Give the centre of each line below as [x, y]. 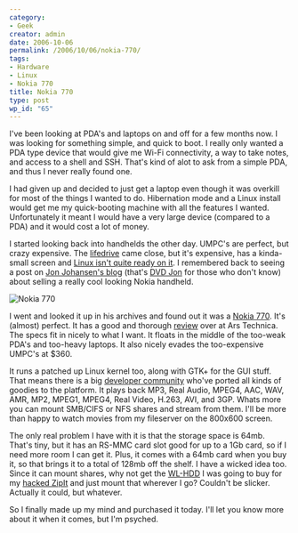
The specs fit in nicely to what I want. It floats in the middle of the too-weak [148, 335]
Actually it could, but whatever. [66, 493]
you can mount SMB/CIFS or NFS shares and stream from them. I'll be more [148, 409]
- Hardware [29, 68]
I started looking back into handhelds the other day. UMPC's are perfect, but [149, 244]
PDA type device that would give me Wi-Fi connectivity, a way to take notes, [149, 153]
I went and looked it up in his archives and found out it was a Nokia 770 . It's [148, 316]
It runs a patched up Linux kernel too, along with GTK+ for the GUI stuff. [141, 371]
